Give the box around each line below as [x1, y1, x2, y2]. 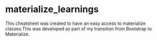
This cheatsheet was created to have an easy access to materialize [5, 20, 146, 26]
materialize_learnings [5, 4, 99, 15]
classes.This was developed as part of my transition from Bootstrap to [5, 25, 152, 31]
